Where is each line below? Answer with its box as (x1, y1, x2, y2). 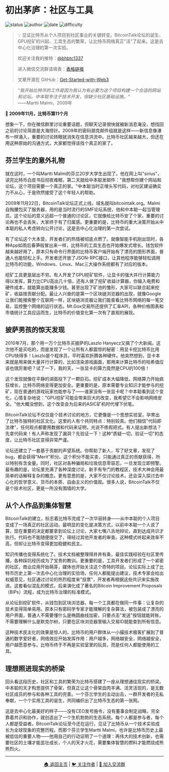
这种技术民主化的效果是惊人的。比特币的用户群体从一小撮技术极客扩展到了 (5, 629, 159, 635)
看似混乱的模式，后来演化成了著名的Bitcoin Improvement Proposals (22, 583, 162, 589)
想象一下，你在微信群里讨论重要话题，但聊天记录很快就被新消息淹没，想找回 (5, 121, 164, 127)
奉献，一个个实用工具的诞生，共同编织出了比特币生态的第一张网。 (5, 698, 142, 704)
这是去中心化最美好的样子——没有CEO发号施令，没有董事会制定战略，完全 (5, 708, 160, 714)
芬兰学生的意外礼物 (5, 156, 65, 165)
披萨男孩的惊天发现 (5, 325, 65, 334)
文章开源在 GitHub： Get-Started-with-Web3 (17, 76, 109, 82)
